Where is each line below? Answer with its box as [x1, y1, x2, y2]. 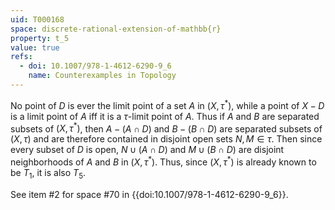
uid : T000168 [10, 14, 65, 25]
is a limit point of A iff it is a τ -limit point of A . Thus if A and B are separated [10, 110, 320, 122]
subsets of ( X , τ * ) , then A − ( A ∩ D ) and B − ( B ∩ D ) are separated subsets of [10, 121, 323, 135]
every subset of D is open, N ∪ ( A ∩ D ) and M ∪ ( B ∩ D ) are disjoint [10, 144, 285, 156]
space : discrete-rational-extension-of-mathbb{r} [10, 24, 222, 34]
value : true [10, 42, 60, 53]
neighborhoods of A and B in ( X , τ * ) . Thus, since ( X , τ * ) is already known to [10, 154, 317, 168]
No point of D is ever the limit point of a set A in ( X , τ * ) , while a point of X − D [10, 97, 325, 111]
